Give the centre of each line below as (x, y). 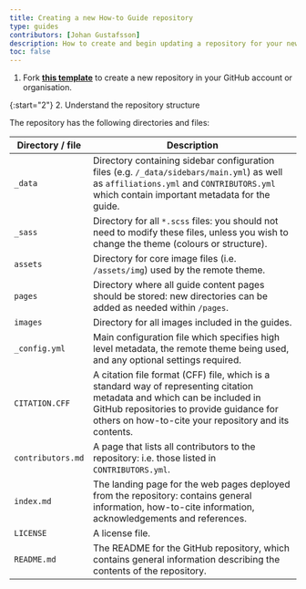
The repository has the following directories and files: (110, 123)
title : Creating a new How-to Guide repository (102, 18)
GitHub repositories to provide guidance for (186, 409)
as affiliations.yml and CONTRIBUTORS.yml (184, 183)
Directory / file (49, 145)
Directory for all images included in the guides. (192, 323)
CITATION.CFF (42, 403)
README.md (35, 560)
